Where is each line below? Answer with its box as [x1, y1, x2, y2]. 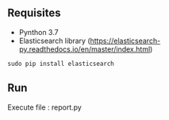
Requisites [7, 6, 61, 20]
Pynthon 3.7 [18, 27, 59, 37]
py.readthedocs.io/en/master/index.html [18, 44, 151, 54]
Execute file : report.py [7, 103, 83, 112]
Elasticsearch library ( [18, 36, 90, 45]
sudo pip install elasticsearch [7, 60, 114, 68]
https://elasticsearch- [90, 36, 161, 45]
